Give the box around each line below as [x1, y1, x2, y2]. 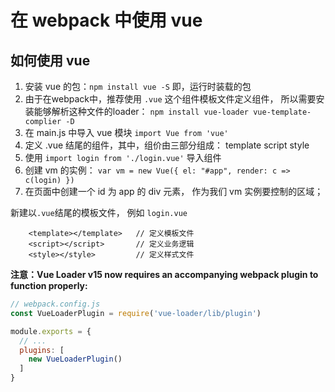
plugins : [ [19, 345, 65, 355]
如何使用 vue [10, 52, 91, 69]
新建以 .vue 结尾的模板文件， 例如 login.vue [10, 207, 188, 218]
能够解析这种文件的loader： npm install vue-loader [33, 106, 250, 117]
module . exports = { [10, 326, 92, 336]
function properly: [10, 280, 88, 291]
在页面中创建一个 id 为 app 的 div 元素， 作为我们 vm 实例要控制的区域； [24, 186, 324, 197]
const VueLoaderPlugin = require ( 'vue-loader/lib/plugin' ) [10, 308, 262, 318]
